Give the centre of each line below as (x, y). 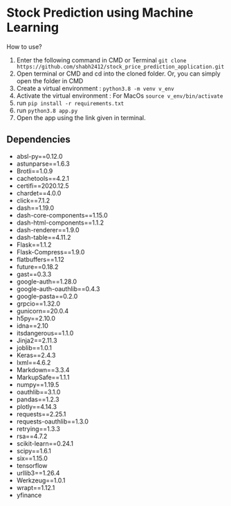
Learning (33, 27)
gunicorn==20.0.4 (43, 311)
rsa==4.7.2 (32, 436)
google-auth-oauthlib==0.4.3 (58, 288)
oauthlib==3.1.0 (38, 392)
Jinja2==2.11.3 (37, 340)
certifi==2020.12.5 (43, 186)
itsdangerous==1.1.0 (45, 333)
